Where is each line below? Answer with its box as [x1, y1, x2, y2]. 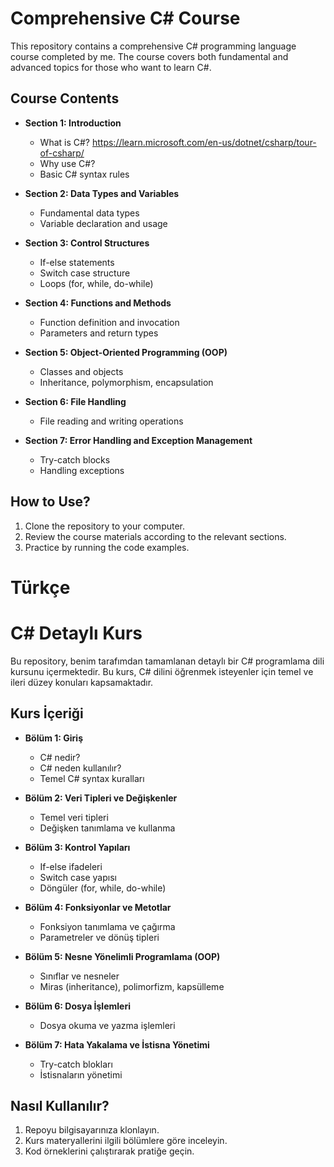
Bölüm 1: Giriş [24, 732, 83, 744]
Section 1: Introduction [24, 117, 122, 129]
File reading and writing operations [39, 415, 184, 427]
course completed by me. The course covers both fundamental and [10, 50, 289, 62]
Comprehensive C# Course [10, 7, 241, 30]
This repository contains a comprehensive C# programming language [10, 40, 297, 52]
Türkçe [10, 576, 71, 599]
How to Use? [10, 493, 91, 511]
